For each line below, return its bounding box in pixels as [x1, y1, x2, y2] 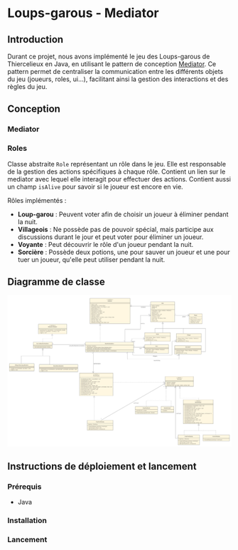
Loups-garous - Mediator [7, 5, 159, 21]
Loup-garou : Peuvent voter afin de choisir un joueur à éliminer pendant [17, 210, 229, 218]
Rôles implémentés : [7, 196, 67, 204]
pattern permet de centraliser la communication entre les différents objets [7, 68, 224, 75]
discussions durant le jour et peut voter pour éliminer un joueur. [17, 233, 204, 241]
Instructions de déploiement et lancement [7, 460, 197, 472]
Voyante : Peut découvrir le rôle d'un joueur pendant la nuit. [17, 240, 194, 248]
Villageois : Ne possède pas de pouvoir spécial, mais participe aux [17, 225, 215, 233]
